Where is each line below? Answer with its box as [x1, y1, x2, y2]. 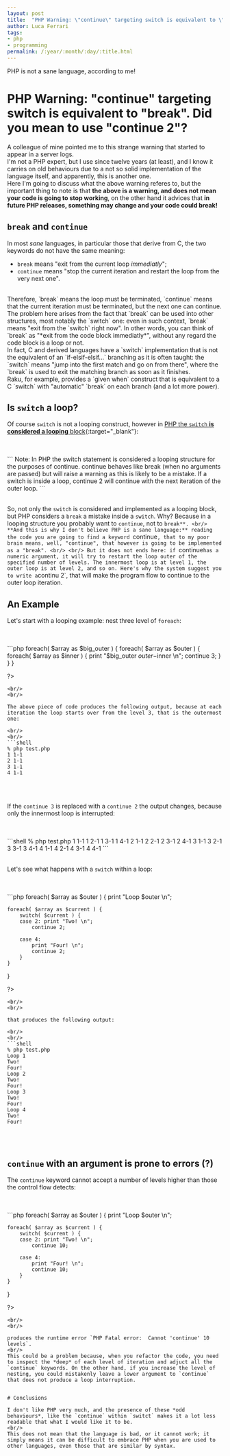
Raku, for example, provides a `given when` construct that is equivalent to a [7, 375, 220, 383]
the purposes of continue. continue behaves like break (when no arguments [7, 462, 221, 471]
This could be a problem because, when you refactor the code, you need [7, 1353, 219, 1360]
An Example [7, 598, 60, 610]
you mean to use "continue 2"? [7, 121, 188, 136]
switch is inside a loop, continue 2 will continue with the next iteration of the [7, 477, 221, 485]
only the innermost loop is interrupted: [7, 809, 115, 817]
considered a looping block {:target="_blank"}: [7, 428, 139, 436]
